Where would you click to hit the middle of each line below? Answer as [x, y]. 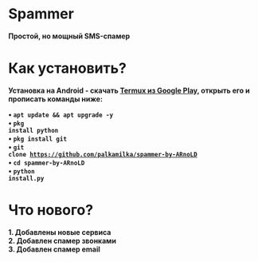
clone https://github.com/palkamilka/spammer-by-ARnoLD [103, 154]
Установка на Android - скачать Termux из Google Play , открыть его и [129, 90]
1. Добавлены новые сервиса [60, 232]
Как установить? [68, 68]
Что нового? [51, 210]
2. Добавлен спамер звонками [63, 240]
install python [33, 130]
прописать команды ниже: [56, 99]
